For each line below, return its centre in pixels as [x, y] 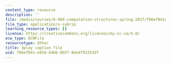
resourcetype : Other [27, 43]
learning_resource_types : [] [36, 29]
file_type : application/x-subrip [41, 24]
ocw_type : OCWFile [25, 39]
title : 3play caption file [34, 48]
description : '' [22, 15]
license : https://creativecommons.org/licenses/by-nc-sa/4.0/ [73, 34]
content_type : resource [31, 10]
